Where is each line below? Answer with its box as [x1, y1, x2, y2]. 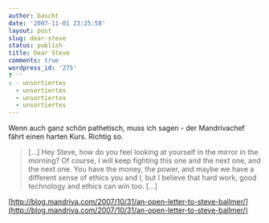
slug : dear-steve [8, 34, 67, 43]
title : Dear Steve [8, 49, 70, 57]
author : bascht [8, 11, 59, 20]
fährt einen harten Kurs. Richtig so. [8, 132, 124, 141]
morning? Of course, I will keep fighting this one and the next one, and [27, 156, 261, 165]
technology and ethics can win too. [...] [27, 181, 158, 191]
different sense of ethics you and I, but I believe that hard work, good [27, 173, 257, 183]
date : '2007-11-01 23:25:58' [8, 19, 106, 27]
